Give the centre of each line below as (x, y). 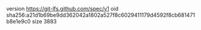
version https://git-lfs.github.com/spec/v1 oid (62, 9)
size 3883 (45, 21)
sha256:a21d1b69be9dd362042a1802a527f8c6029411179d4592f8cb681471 (101, 15)
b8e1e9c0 (19, 21)
